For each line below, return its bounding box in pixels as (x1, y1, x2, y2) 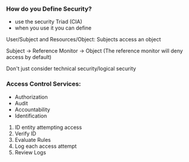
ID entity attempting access (14, 124, 82, 131)
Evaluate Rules (14, 136, 52, 143)
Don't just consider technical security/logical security (6, 65, 136, 72)
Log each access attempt (14, 142, 77, 150)
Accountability (14, 106, 50, 113)
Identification (14, 112, 47, 119)
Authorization (14, 93, 49, 101)
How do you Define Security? (6, 5, 92, 13)
